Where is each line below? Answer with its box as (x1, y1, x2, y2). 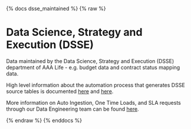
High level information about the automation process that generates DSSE (6, 81, 186, 88)
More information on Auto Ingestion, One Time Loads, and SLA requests (6, 99, 181, 106)
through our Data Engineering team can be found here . (6, 105, 140, 113)
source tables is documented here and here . (6, 88, 114, 95)
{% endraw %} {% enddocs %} (6, 117, 83, 124)
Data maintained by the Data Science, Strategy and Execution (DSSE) (6, 57, 174, 64)
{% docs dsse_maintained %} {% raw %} (6, 5, 106, 12)
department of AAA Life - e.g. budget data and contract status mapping (6, 64, 180, 71)
